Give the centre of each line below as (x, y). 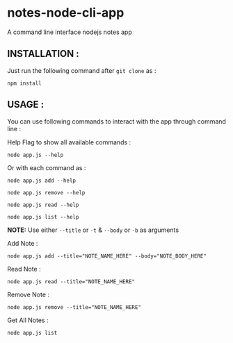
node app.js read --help (43, 205)
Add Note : (23, 243)
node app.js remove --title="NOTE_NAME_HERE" (74, 307)
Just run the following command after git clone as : (82, 70)
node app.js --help (35, 155)
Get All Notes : (28, 320)
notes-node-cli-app (66, 13)
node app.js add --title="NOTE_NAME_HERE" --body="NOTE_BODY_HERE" (107, 256)
